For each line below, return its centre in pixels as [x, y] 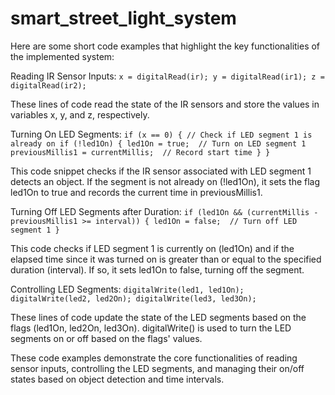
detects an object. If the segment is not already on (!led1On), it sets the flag [165, 181]
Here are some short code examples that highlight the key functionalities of [165, 46]
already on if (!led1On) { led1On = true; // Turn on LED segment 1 [158, 143]
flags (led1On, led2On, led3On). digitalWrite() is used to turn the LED [151, 328]
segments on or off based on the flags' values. [106, 338]
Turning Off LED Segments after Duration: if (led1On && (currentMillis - [164, 211]
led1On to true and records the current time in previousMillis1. [136, 192]
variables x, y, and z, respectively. [80, 114]
